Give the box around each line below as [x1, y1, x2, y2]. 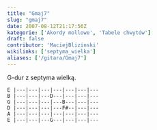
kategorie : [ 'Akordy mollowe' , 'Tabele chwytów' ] [7, 29, 152, 36]
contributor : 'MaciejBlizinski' [7, 42, 99, 49]
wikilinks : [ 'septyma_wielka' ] [7, 49, 96, 55]
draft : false [7, 36, 44, 42]
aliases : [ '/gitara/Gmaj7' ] [7, 55, 87, 62]
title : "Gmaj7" [7, 10, 51, 17]
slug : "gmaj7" [7, 16, 48, 23]
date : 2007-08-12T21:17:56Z [7, 23, 87, 29]
